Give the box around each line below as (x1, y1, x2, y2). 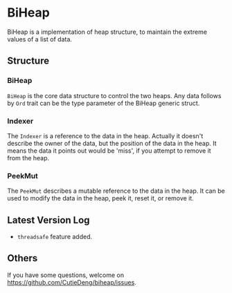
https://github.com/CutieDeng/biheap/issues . (7, 278, 136, 286)
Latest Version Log (7, 214, 90, 226)
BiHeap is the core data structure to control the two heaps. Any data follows (7, 91, 222, 100)
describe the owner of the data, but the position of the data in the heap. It (7, 139, 217, 147)
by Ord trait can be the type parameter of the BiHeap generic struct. (7, 99, 200, 107)
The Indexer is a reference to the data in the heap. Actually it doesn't (7, 131, 204, 140)
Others (7, 252, 38, 264)
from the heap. (7, 153, 50, 162)
